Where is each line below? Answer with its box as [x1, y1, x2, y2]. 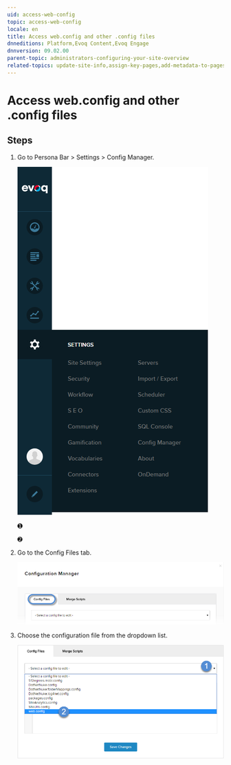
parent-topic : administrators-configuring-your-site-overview [7, 55, 189, 62]
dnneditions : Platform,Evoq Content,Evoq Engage [7, 40, 149, 48]
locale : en [7, 26, 38, 32]
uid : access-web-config [7, 11, 76, 18]
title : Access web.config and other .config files [7, 33, 155, 40]
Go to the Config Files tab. [16, 548, 91, 557]
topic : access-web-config [7, 18, 81, 26]
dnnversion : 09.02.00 [7, 48, 69, 54]
